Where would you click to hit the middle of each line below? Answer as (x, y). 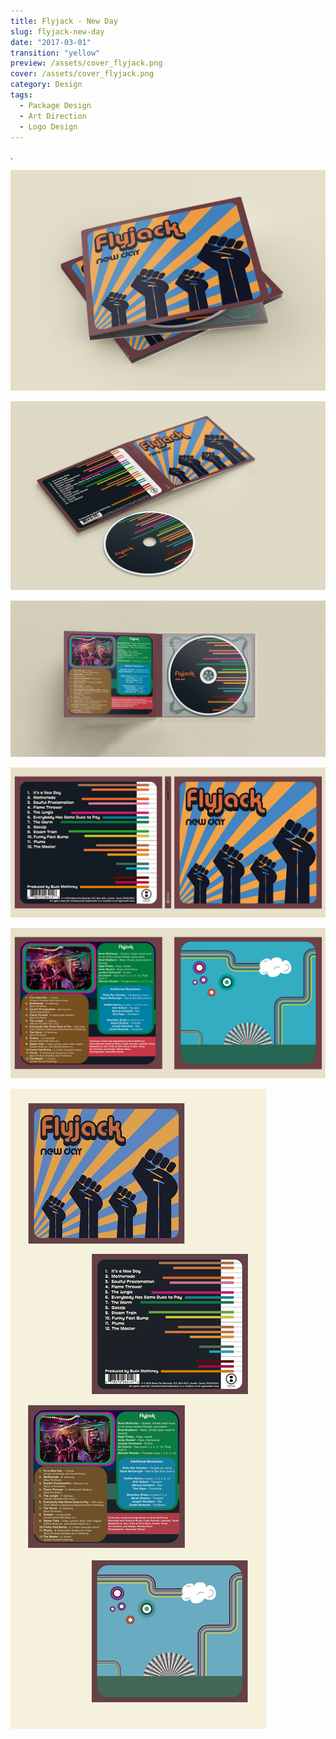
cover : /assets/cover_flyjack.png (82, 74)
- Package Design (55, 105)
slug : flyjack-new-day (57, 31)
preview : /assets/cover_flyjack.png (86, 63)
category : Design (46, 85)
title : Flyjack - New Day (64, 21)
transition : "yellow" (55, 53)
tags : (21, 95)
